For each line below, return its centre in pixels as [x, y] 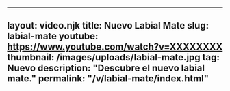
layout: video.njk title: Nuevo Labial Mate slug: [108, 25]
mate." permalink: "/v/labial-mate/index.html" [108, 79]
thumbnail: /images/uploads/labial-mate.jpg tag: [114, 57]
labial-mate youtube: [53, 36]
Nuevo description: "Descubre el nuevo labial [106, 68]
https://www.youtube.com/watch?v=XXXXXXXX [115, 47]
